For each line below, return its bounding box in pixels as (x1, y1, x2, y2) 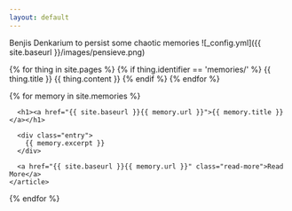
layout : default (9, 12, 69, 22)
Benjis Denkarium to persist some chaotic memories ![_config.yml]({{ (9, 37, 262, 48)
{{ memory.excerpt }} (25, 138, 105, 147)
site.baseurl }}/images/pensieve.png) (9, 46, 146, 58)
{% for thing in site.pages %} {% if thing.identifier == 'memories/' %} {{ (9, 64, 271, 74)
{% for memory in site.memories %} (9, 90, 141, 101)
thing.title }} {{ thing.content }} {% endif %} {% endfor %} (9, 73, 220, 84)
